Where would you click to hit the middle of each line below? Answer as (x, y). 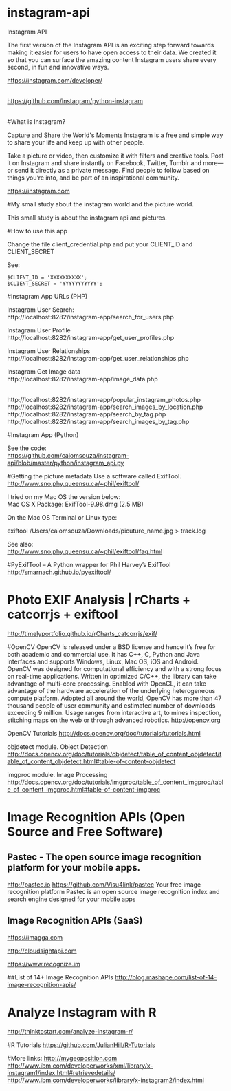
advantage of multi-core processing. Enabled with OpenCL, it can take (107, 684)
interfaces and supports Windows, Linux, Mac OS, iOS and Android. (103, 661)
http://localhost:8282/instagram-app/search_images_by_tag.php (98, 421)
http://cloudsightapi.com (42, 951)
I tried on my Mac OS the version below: (64, 496)
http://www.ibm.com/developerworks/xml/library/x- (80, 1066)
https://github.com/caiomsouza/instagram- (68, 455)
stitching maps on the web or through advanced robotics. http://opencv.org (114, 720)
